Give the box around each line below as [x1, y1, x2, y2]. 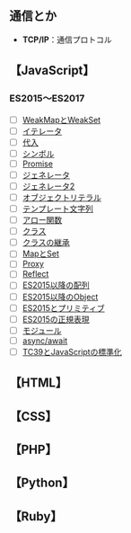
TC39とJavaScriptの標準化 [22, 346, 123, 357]
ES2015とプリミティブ [22, 302, 105, 313]
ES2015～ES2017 [9, 93, 85, 105]
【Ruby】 [9, 509, 63, 524]
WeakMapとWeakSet [22, 114, 101, 125]
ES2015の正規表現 [22, 314, 90, 324]
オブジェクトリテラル [22, 191, 101, 202]
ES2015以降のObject [22, 291, 99, 302]
